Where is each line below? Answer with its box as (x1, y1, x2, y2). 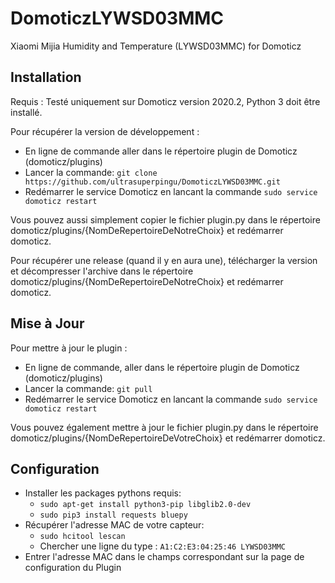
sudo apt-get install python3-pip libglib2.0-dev (39, 500, 252, 510)
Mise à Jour (10, 315, 85, 332)
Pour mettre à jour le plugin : (10, 342, 128, 354)
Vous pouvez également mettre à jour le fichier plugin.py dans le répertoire (10, 421, 319, 433)
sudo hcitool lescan (39, 532, 126, 542)
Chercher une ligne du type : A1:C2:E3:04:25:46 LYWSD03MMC (39, 540, 286, 552)
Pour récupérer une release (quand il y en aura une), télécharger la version (10, 254, 318, 266)
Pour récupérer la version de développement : (10, 125, 200, 137)
